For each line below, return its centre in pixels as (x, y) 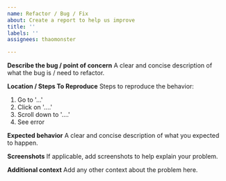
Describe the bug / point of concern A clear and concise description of (110, 65)
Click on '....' (35, 107)
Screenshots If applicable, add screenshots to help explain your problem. (113, 157)
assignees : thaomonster (42, 40)
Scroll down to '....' (44, 115)
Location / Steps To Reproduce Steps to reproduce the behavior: (101, 86)
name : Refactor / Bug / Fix (48, 14)
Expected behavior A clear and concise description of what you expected (113, 136)
